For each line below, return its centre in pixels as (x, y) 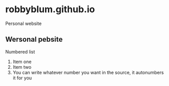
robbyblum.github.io (50, 9)
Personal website (24, 23)
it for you (22, 78)
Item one (22, 62)
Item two (22, 67)
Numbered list (20, 51)
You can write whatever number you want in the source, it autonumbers (88, 72)
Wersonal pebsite (34, 39)
